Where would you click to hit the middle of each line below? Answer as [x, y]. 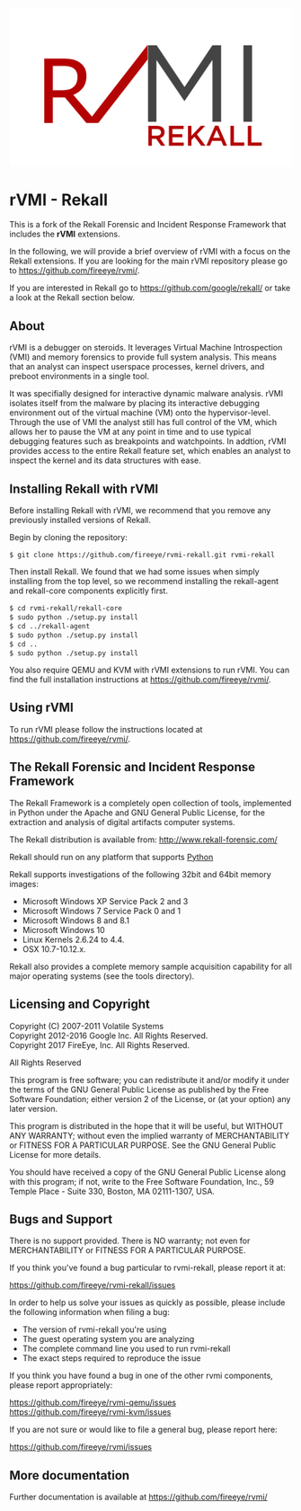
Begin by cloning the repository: [68, 538]
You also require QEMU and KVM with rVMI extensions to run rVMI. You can [150, 670]
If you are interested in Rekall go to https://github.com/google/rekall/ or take [150, 288]
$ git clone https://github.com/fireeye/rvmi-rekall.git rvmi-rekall [142, 556]
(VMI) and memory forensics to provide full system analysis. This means [143, 357]
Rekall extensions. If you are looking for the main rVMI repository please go [148, 261]
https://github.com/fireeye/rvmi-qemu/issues [93, 1403]
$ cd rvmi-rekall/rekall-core [66, 609]
